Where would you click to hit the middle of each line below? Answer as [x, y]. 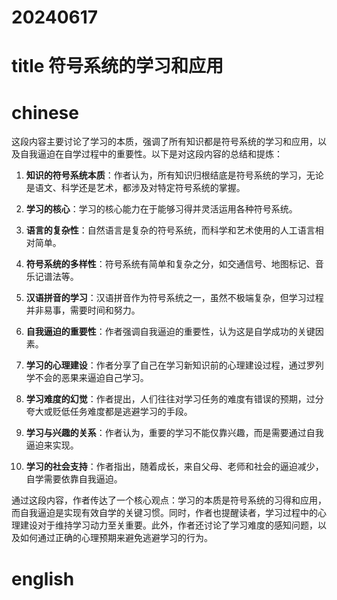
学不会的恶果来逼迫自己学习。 [87, 378]
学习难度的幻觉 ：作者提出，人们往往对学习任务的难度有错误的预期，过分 [174, 399]
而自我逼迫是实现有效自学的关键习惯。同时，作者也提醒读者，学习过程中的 [164, 513]
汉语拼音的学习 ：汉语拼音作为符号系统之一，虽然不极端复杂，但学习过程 [174, 298]
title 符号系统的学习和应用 [117, 66]
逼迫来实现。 [52, 445]
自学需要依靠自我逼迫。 [74, 479]
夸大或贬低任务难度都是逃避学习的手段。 [109, 412]
